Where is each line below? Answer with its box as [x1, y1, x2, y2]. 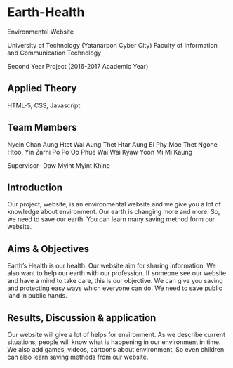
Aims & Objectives [7, 243, 90, 255]
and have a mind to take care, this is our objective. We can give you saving [7, 277, 223, 285]
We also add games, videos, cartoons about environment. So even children [7, 346, 225, 353]
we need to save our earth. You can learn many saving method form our [7, 215, 215, 223]
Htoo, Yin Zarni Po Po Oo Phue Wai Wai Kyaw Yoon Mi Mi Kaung [7, 147, 193, 156]
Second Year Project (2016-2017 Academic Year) [7, 62, 149, 70]
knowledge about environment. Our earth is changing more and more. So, [7, 208, 220, 216]
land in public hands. [7, 291, 68, 300]
